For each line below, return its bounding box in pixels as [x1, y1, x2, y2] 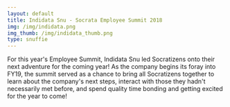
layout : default [7, 10, 54, 17]
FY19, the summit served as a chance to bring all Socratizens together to [7, 70, 215, 79]
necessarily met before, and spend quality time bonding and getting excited [7, 85, 223, 93]
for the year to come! [7, 92, 67, 101]
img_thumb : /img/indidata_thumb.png [7, 29, 113, 37]
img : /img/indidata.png [7, 23, 76, 30]
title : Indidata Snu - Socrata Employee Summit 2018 [7, 17, 163, 24]
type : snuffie [7, 36, 48, 43]
